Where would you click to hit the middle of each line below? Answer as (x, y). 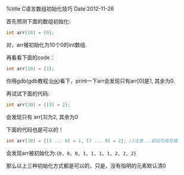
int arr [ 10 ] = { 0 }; (30, 33)
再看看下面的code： (31, 57)
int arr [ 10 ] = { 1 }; (30, 68)
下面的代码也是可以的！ (35, 129)
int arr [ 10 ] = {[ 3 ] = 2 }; (38, 105)
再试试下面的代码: (28, 93)
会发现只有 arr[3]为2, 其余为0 (42, 117)
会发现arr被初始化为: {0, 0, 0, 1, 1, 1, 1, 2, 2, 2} (71, 153)
